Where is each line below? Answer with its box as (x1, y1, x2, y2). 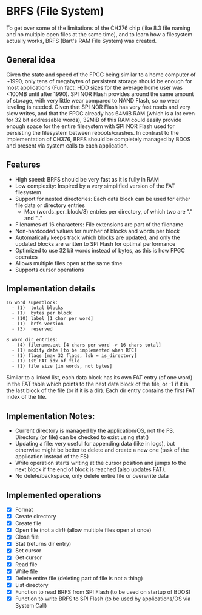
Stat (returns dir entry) (15, 540, 72, 548)
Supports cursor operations (15, 266, 84, 273)
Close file (15, 533, 39, 541)
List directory (15, 581, 49, 588)
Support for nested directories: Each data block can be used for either (15, 195, 191, 202)
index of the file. (6, 393, 47, 401)
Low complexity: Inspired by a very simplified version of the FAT (15, 182, 175, 189)
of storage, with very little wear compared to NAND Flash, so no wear (6, 97, 180, 104)
